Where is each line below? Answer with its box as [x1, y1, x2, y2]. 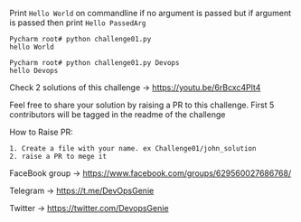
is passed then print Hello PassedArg [9, 17, 146, 28]
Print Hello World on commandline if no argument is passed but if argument [9, 8, 292, 18]
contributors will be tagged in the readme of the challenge [9, 109, 226, 120]
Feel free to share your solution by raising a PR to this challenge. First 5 [9, 99, 275, 110]
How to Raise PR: [9, 126, 74, 137]
